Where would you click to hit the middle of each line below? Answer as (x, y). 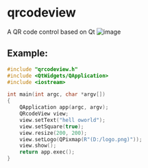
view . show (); (38, 146)
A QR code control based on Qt (51, 32)
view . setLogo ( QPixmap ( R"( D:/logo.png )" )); (81, 139)
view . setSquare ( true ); (52, 126)
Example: (27, 53)
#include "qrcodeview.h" (42, 69)
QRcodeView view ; (44, 114)
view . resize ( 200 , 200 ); (53, 133)
